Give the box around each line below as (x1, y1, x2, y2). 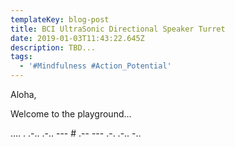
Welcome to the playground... (10, 108, 132, 120)
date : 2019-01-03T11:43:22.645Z (10, 33, 145, 43)
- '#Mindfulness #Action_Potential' (19, 61, 172, 71)
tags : (10, 52, 33, 62)
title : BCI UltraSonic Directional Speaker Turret (10, 24, 226, 34)
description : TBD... (10, 42, 97, 53)
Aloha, (10, 89, 37, 100)
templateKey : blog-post (10, 14, 110, 25)
